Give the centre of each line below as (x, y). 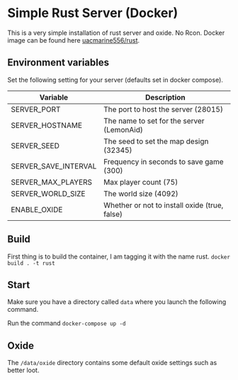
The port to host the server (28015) (163, 109)
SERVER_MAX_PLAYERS (52, 182)
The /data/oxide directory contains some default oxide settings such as (112, 363)
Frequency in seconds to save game (164, 161)
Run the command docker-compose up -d (67, 323)
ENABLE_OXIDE (37, 210)
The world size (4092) (141, 193)
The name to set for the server (154, 121)
